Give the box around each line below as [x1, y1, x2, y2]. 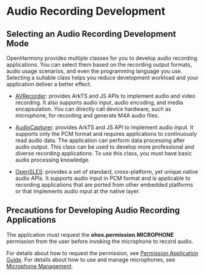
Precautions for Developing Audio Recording [6, 205, 181, 215]
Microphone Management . [6, 262, 73, 270]
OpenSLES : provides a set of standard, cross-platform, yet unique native [15, 168, 199, 175]
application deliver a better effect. [6, 81, 92, 88]
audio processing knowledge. [15, 156, 90, 163]
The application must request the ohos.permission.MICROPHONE [6, 231, 174, 238]
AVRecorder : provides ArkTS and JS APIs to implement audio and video [15, 92, 196, 99]
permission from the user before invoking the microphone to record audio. [6, 237, 193, 245]
